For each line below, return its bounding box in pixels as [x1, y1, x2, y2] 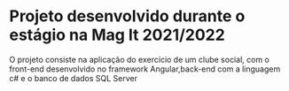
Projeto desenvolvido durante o [9, 6, 246, 27]
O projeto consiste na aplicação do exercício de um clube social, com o [9, 54, 270, 64]
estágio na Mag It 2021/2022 [9, 25, 226, 45]
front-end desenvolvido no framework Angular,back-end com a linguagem [9, 64, 281, 74]
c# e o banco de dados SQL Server [9, 72, 138, 83]
